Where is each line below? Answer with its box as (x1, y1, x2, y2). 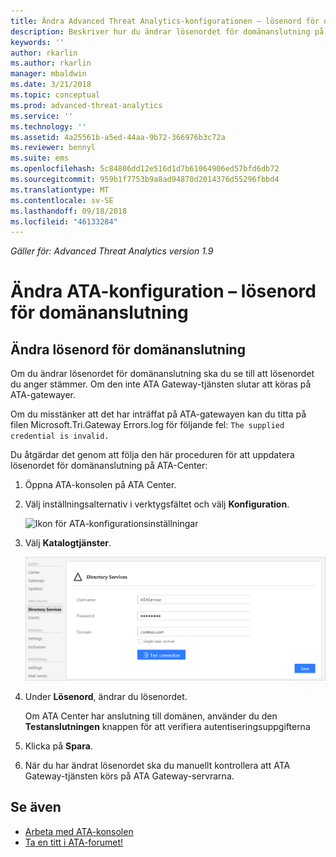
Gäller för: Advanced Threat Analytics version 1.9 (10, 245, 214, 257)
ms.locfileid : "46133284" (10, 216, 118, 227)
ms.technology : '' (10, 121, 87, 132)
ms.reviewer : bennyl (10, 143, 97, 153)
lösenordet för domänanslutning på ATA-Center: (10, 460, 208, 472)
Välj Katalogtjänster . (24, 537, 112, 549)
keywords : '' (10, 37, 65, 47)
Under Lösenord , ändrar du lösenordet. (24, 690, 188, 702)
